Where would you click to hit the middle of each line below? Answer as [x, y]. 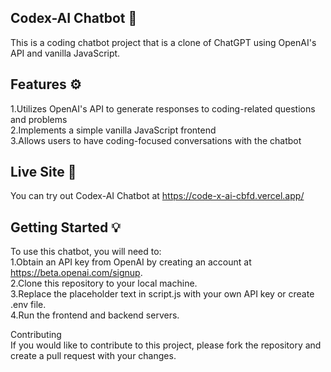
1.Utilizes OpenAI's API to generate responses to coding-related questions [163, 108]
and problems [39, 119]
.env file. [28, 305]
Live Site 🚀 [43, 172]
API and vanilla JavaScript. [65, 53]
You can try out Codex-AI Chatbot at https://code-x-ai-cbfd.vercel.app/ [157, 196]
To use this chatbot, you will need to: [86, 252]
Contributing [36, 335]
